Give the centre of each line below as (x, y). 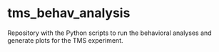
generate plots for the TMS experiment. (65, 40)
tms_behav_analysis (69, 13)
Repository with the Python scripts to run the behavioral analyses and (109, 33)
